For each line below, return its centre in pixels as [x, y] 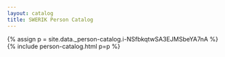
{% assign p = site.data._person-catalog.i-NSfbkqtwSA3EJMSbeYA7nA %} [113, 39]
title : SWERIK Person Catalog [50, 20]
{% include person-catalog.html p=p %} [64, 46]
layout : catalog [30, 13]
